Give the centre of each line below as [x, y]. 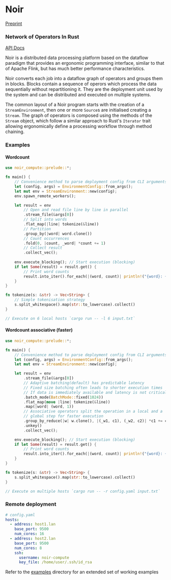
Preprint [14, 23]
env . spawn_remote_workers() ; [45, 196]
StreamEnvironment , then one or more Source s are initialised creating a [78, 110]
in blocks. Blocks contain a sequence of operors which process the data [81, 84]
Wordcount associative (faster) [39, 330]
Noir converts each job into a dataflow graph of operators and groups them [84, 79]
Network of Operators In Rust [42, 37]
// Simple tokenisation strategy [50, 300]
